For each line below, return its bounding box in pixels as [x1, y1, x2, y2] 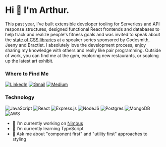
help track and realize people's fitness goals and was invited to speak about [5, 31, 160, 37]
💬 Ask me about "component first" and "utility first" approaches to [12, 131, 148, 137]
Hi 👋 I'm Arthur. [5, 4, 69, 16]
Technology [5, 94, 35, 101]
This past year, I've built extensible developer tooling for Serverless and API [5, 21, 160, 27]
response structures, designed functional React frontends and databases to [5, 26, 160, 32]
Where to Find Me [5, 70, 49, 77]
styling [12, 136, 26, 142]
